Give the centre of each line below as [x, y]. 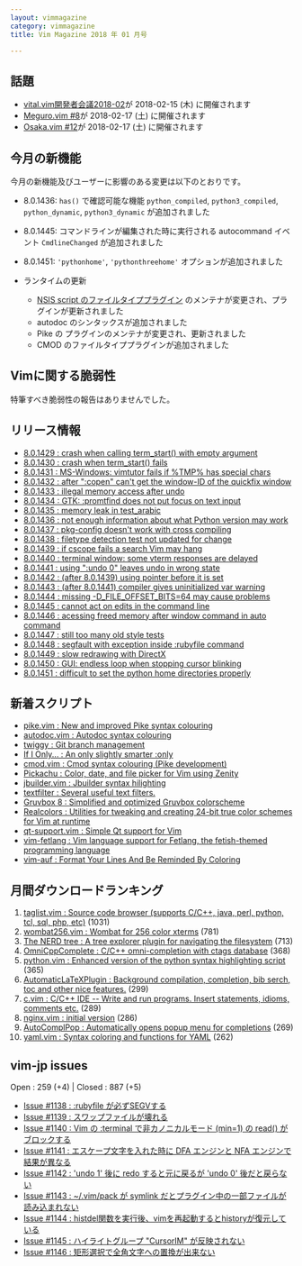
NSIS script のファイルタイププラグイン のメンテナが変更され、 [154, 300]
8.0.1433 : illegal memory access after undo [104, 491]
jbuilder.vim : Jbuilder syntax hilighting [94, 783]
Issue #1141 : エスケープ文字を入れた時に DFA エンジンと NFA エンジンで [157, 1151]
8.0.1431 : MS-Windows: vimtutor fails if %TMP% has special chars [147, 472]
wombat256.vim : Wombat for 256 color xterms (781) [121, 932]
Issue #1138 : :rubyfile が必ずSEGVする [95, 1106]
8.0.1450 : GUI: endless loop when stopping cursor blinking [132, 663]
